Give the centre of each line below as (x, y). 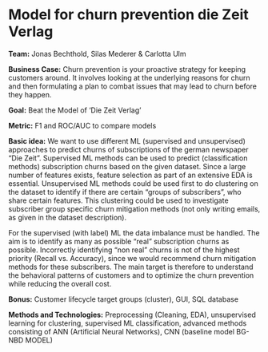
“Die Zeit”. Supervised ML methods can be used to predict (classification (128, 158)
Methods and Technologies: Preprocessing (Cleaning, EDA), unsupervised (132, 314)
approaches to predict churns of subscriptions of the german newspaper (128, 149)
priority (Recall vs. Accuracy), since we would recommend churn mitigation (132, 258)
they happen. (30, 94)
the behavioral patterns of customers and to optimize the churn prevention (131, 275)
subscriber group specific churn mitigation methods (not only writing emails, (134, 208)
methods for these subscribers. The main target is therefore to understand (131, 267)
